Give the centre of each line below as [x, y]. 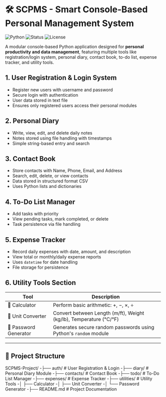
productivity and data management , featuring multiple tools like [71, 52]
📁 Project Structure [35, 356]
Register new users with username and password [62, 90]
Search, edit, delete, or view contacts [50, 176]
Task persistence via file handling [46, 224]
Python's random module [81, 333]
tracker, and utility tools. [30, 62]
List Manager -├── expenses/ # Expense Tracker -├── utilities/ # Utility [79, 378]
